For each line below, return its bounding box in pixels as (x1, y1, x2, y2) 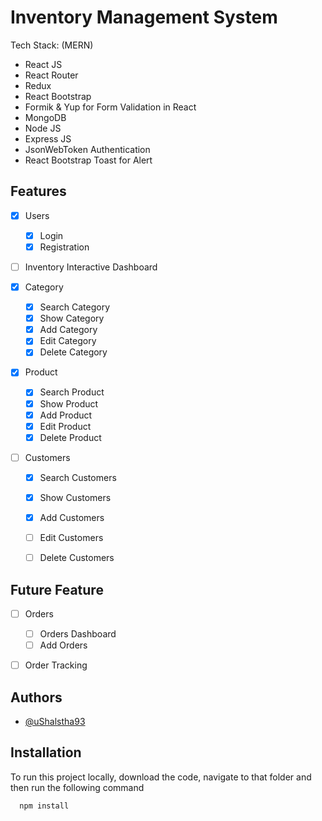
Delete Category (39, 346, 108, 358)
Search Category (39, 301, 111, 313)
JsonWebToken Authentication (24, 143, 151, 155)
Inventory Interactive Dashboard (24, 261, 158, 273)
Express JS (24, 132, 72, 145)
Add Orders (39, 639, 88, 651)
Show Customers (39, 491, 112, 503)
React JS (24, 58, 63, 70)
